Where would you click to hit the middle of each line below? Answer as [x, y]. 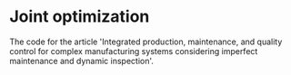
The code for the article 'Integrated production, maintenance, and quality [146, 42]
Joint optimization [80, 17]
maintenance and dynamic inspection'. [82, 61]
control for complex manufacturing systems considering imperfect [134, 51]
